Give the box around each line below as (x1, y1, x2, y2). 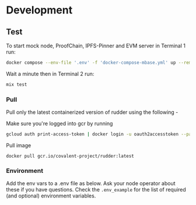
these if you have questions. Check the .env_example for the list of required (6, 186, 187, 193)
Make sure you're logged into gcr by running (6, 120, 113, 127)
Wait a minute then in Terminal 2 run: (6, 70, 94, 77)
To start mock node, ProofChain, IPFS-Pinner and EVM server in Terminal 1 (6, 42, 185, 49)
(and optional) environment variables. (6, 192, 96, 199)
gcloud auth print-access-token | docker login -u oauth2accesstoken (6, 131, 179, 137)
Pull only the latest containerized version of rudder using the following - (6, 109, 178, 116)
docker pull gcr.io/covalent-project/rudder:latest (6, 153, 134, 159)
